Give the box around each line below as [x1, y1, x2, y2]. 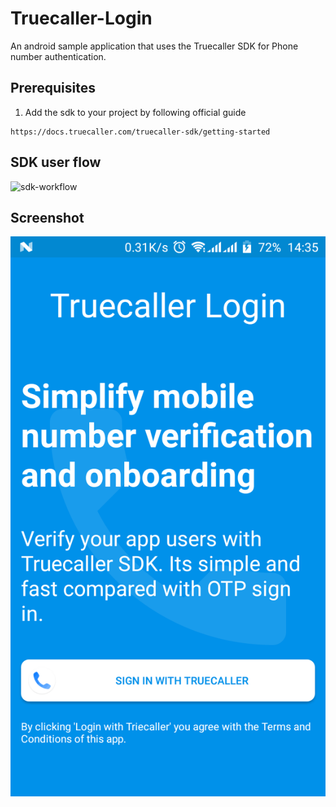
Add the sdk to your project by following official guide [24, 106, 247, 118]
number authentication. [10, 50, 107, 62]
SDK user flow [10, 154, 102, 171]
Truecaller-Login [10, 7, 153, 30]
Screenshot [10, 209, 85, 226]
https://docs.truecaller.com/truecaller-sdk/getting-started [10, 127, 271, 137]
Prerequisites [10, 80, 96, 97]
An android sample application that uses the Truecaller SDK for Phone [10, 40, 299, 52]
